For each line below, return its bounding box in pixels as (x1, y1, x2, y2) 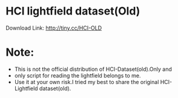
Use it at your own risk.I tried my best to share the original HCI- (14, 78, 173, 85)
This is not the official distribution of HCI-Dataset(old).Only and (14, 65, 172, 73)
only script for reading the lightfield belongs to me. (14, 71, 141, 79)
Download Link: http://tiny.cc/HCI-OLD (5, 24, 102, 31)
